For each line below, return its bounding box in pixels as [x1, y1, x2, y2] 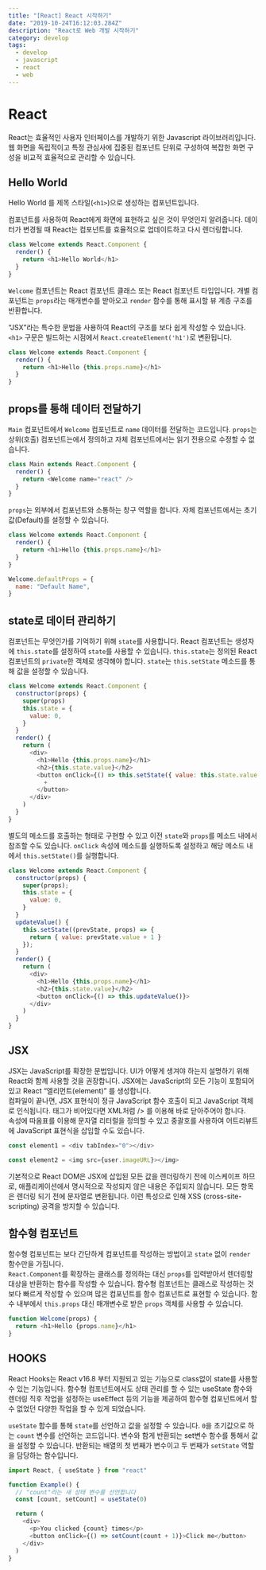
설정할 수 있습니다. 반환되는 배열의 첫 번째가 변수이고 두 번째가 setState [16, 1440, 240, 1450]
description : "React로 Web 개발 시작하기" [8, 26, 139, 34]
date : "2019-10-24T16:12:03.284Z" [8, 19, 123, 27]
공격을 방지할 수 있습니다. [40, 1201, 121, 1210]
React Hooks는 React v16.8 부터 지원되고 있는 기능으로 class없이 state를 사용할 [8, 1373, 258, 1383]
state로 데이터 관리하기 [8, 614, 117, 627]
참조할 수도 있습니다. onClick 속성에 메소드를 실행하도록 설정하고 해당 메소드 [8, 840, 245, 850]
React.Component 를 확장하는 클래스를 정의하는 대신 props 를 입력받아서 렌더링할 [8, 1269, 253, 1279]
